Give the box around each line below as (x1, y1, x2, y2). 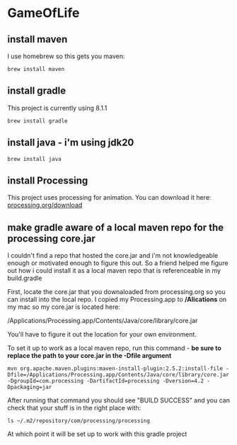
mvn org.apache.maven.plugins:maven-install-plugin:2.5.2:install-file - (7, 365, 230, 373)
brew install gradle (7, 117, 69, 125)
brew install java (7, 155, 62, 162)
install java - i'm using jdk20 (7, 137, 134, 149)
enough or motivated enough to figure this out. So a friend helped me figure (7, 259, 229, 267)
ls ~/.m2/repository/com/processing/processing (7, 417, 151, 424)
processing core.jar (7, 232, 96, 244)
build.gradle (7, 274, 42, 283)
